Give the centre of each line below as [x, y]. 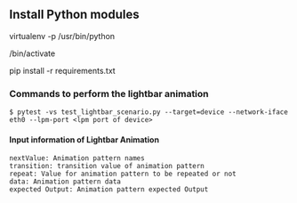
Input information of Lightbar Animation [84, 139]
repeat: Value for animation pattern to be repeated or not [123, 174]
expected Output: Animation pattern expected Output [109, 190]
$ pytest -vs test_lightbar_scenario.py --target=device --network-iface [149, 112]
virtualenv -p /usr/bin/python [62, 36]
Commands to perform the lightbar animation [109, 93]
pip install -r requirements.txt [62, 70]
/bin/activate [32, 53]
